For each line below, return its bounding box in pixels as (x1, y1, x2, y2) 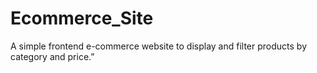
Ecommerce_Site (10, 7, 154, 30)
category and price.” (10, 50, 95, 62)
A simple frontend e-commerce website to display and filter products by (10, 40, 308, 52)
